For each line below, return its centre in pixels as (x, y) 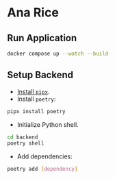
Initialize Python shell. (48, 124)
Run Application (42, 38)
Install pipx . (33, 91)
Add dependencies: (45, 156)
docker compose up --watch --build (58, 53)
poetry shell (26, 143)
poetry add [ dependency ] (42, 169)
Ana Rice (33, 13)
